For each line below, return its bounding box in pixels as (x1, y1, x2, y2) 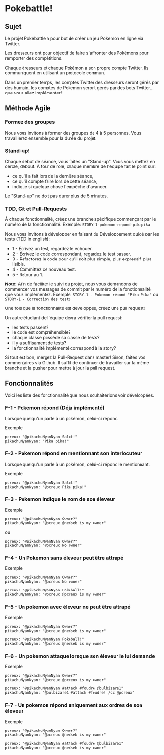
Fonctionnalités (5, 379, 54, 387)
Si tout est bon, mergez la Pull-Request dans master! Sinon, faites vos (5, 354, 146, 360)
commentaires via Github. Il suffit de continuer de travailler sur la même (5, 360, 149, 366)
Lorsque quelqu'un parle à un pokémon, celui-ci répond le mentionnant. (5, 461, 150, 467)
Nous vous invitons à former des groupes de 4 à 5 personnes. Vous (5, 130, 141, 136)
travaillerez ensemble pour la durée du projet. (5, 135, 97, 141)
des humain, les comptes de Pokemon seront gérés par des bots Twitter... (5, 85, 154, 91)
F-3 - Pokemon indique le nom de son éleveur (5, 495, 115, 502)
